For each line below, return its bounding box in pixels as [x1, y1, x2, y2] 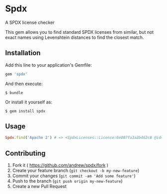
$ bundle [5, 90, 23, 95]
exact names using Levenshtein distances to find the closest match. [5, 34, 144, 40]
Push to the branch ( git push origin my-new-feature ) [12, 178, 123, 184]
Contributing [5, 149, 46, 157]
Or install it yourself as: [5, 99, 52, 105]
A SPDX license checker [5, 19, 55, 25]
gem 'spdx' [5, 72, 28, 77]
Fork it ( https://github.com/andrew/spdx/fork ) [12, 162, 108, 168]
